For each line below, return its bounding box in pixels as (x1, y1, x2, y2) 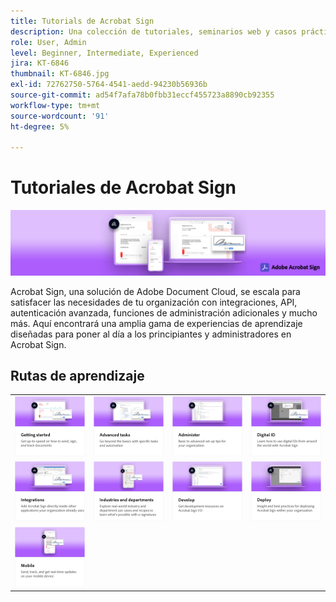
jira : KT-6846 (10, 58, 70, 69)
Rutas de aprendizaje (10, 367, 145, 384)
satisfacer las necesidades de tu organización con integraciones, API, (10, 296, 298, 308)
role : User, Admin (10, 37, 87, 47)
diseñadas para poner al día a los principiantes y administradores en (10, 328, 292, 340)
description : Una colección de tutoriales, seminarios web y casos (10, 26, 298, 37)
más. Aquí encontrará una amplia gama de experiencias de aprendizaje (10, 317, 303, 329)
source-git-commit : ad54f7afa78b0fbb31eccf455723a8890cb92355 (10, 90, 275, 100)
